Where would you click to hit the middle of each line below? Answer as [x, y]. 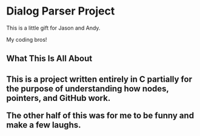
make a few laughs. [44, 125]
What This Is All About [49, 59]
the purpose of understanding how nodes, [88, 89]
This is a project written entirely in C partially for [99, 79]
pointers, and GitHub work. [58, 98]
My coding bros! [27, 39]
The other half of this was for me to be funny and [100, 115]
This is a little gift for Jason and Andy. [53, 28]
